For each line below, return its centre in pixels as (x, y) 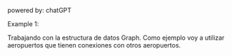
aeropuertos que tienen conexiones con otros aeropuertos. (94, 45)
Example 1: (23, 24)
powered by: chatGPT (40, 10)
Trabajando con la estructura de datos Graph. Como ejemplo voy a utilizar (116, 38)
